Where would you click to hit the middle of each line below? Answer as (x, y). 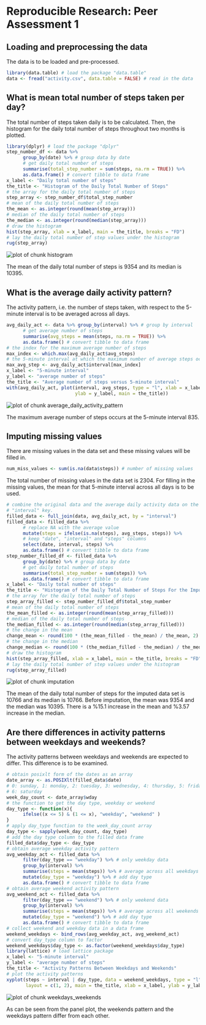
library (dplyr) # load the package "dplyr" (63, 146)
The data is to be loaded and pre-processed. (63, 62)
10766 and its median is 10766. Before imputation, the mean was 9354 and (100, 700)
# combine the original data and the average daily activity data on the (103, 505)
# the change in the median (42, 642)
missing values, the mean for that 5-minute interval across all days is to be (100, 487)
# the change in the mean (39, 630)
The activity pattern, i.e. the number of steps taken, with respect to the (96, 307)
